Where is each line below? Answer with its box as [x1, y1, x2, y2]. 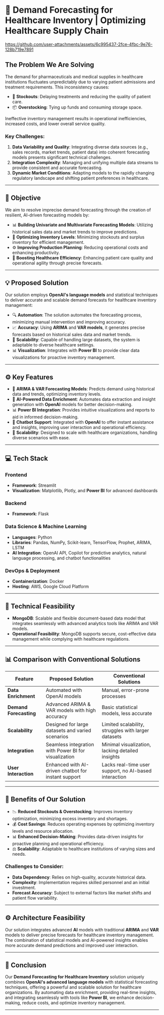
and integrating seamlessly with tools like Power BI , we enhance [5, 994, 134, 1001]
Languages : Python [12, 534, 52, 540]
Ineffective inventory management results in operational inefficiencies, [5, 115, 147, 121]
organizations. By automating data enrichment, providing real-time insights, [5, 990, 157, 995]
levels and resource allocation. [12, 828, 74, 834]
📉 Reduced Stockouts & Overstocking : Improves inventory [12, 808, 133, 814]
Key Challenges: [5, 133, 45, 140]
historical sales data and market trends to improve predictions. [12, 229, 138, 235]
